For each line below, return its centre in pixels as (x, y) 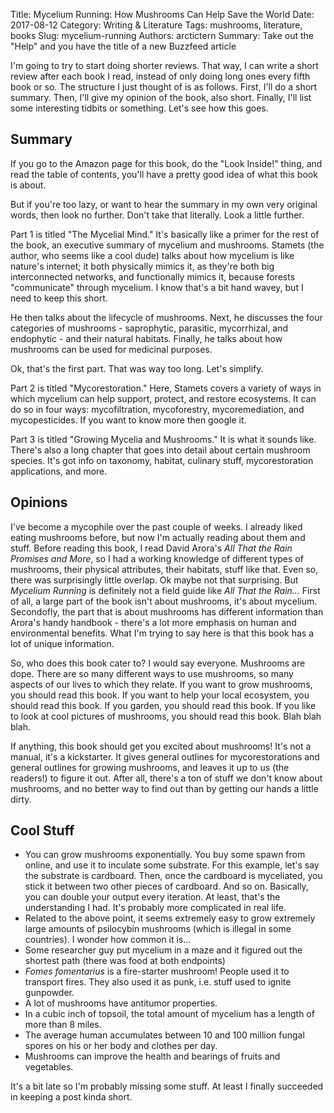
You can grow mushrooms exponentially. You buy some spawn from (165, 855)
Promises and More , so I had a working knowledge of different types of (157, 558)
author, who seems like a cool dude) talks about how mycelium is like (152, 255)
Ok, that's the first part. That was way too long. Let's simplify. (137, 368)
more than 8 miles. (63, 1025)
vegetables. (49, 1067)
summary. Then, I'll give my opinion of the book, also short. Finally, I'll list (161, 97)
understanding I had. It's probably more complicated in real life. (155, 908)
